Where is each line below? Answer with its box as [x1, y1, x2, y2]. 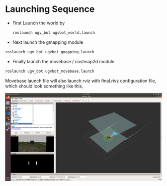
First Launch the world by [12, 20, 65, 26]
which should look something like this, [5, 83, 83, 89]
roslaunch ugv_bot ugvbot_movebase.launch [5, 69, 94, 74]
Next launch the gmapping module [12, 39, 83, 45]
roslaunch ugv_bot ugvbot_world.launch [12, 30, 95, 35]
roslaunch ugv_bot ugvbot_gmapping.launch [5, 49, 94, 54]
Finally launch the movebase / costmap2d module [12, 58, 115, 64]
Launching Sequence [5, 3, 95, 15]
